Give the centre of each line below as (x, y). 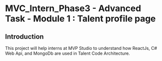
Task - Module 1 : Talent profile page (81, 19)
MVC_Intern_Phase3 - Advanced (73, 8)
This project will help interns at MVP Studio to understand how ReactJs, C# (81, 48)
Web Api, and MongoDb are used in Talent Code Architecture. (67, 53)
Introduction (25, 37)
